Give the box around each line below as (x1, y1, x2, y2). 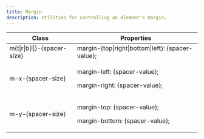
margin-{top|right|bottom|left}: (76, 44, 165, 52)
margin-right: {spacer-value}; (76, 81, 163, 89)
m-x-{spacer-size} (9, 74, 66, 82)
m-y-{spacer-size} (9, 109, 66, 118)
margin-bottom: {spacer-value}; (76, 116, 170, 124)
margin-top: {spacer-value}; (76, 103, 159, 111)
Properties (120, 34, 152, 42)
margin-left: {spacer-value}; (76, 67, 159, 76)
